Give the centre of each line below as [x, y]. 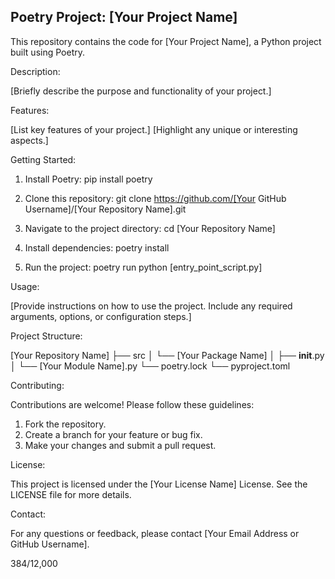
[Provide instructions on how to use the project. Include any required [151, 306]
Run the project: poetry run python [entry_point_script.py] [143, 267]
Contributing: [37, 385]
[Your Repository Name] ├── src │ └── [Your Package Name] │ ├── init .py [167, 355]
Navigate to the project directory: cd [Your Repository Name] [150, 228]
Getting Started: [43, 159]
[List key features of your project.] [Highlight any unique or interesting [154, 129]
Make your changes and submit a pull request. [120, 445]
